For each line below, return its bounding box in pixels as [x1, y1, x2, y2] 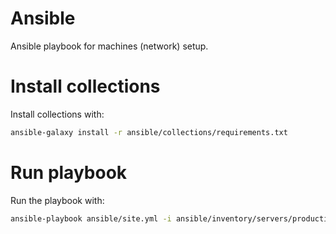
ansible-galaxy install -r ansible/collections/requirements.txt [10, 127, 288, 137]
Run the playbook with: [10, 194, 105, 206]
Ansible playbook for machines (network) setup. [10, 40, 209, 52]
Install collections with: [10, 108, 105, 120]
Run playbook [10, 161, 128, 184]
